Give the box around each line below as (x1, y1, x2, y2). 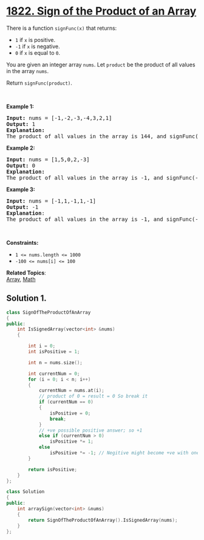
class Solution (6, 489, 45, 495)
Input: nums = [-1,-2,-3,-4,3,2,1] (6, 114, 112, 121)
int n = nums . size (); (28, 359, 83, 366)
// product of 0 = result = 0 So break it (38, 393, 148, 399)
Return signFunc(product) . (6, 79, 73, 86)
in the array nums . (6, 67, 49, 74)
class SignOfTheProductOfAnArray (6, 309, 91, 315)
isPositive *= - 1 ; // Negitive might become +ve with (49, 450, 189, 456)
